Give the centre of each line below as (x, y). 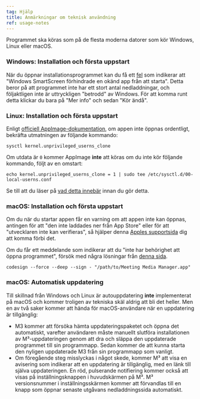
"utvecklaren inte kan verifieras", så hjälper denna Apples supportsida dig (97, 232)
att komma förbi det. (31, 238)
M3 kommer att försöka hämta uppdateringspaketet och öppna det (97, 326)
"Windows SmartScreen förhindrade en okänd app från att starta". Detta (95, 81)
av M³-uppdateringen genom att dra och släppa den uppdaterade (95, 339)
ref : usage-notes (28, 23)
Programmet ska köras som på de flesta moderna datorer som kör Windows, (100, 40)
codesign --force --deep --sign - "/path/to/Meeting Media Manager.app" (99, 267)
